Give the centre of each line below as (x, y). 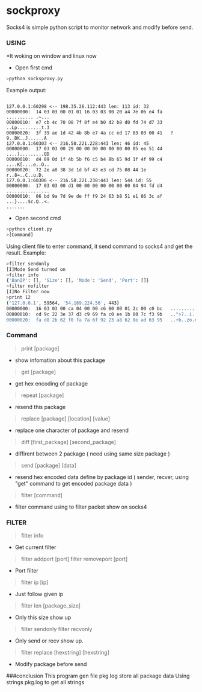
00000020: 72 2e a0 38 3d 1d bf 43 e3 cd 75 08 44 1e (76, 170)
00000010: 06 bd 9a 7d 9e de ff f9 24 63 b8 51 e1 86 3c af (84, 197)
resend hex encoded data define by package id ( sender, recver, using (102, 477)
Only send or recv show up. (49, 641)
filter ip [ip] (35, 582)
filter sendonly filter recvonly (57, 629)
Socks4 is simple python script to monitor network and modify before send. (100, 27)
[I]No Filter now (28, 292)
